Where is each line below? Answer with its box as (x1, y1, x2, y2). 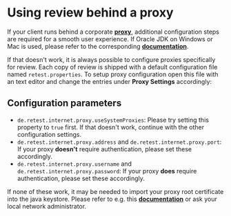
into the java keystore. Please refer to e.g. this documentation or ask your (7, 195, 217, 203)
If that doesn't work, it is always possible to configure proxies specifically (7, 55, 216, 63)
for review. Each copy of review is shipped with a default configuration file (7, 63, 218, 71)
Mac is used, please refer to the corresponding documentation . (7, 42, 189, 50)
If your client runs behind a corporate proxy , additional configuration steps (7, 28, 219, 36)
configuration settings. (17, 130, 81, 138)
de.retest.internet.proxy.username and (17, 160, 132, 168)
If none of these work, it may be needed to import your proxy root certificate (7, 187, 224, 195)
